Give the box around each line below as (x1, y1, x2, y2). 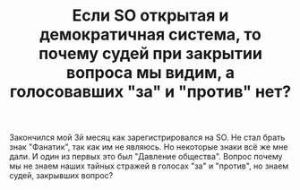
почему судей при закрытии (39, 44, 262, 64)
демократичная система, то (39, 24, 261, 45)
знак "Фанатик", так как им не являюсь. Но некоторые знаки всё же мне (9, 142, 288, 152)
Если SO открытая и (72, 5, 229, 26)
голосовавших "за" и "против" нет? (9, 82, 292, 102)
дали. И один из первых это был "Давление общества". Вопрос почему (9, 151, 283, 162)
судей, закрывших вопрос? (9, 170, 114, 181)
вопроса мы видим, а (65, 63, 236, 83)
